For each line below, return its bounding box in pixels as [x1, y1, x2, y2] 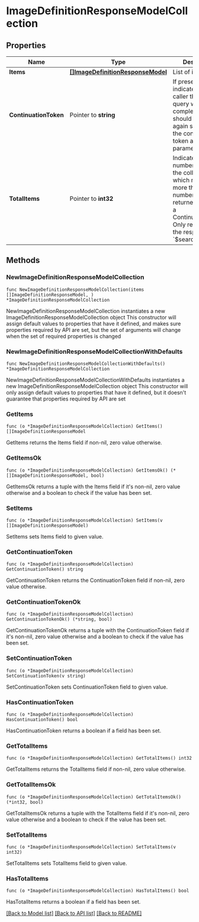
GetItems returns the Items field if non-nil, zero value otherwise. [6, 439, 162, 446]
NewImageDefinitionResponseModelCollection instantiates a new [6, 307, 166, 315]
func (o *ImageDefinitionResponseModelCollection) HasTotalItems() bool [6, 888, 190, 894]
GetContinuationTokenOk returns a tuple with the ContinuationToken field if [6, 627, 190, 634]
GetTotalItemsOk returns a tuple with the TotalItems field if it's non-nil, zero [6, 809, 190, 817]
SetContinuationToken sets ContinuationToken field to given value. [6, 683, 168, 690]
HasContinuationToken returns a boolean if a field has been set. [6, 727, 162, 734]
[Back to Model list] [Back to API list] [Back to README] [6, 910, 142, 917]
